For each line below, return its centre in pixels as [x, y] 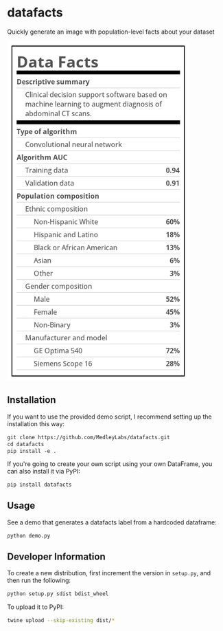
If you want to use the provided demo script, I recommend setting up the [110, 417]
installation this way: [36, 423]
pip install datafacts [39, 485]
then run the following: [39, 580]
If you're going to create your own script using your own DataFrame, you [110, 464]
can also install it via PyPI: [44, 471]
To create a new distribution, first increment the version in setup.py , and [109, 573]
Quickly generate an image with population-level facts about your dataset [111, 32]
